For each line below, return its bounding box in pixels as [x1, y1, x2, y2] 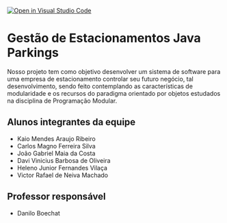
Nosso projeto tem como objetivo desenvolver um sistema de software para [7, 67, 221, 75]
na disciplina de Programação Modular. [7, 96, 118, 105]
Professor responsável [7, 191, 106, 202]
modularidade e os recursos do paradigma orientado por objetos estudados [7, 89, 221, 97]
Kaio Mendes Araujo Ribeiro [16, 134, 96, 143]
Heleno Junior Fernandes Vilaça [16, 163, 108, 172]
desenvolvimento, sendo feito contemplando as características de [7, 82, 193, 90]
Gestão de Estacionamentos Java [7, 31, 202, 46]
